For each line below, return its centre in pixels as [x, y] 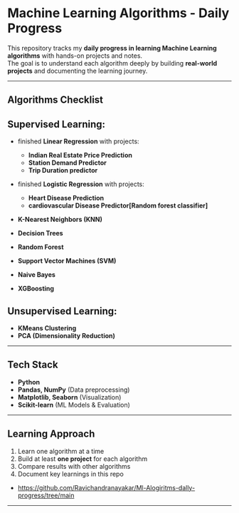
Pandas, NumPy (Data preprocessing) [74, 390]
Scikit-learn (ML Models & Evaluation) [74, 405]
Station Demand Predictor [67, 163]
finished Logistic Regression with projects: [81, 184]
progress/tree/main [46, 495]
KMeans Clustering [47, 328]
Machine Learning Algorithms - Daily [118, 13]
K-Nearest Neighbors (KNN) [60, 220]
